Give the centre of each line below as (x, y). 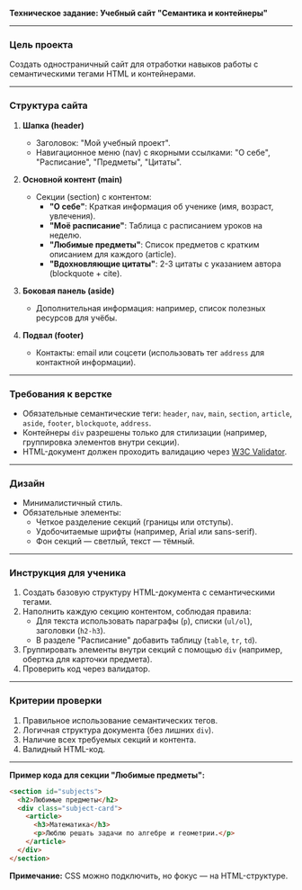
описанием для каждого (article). (113, 254)
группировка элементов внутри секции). (101, 442)
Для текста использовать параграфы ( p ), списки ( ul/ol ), (144, 621)
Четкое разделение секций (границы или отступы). (134, 522)
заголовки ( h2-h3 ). (71, 631)
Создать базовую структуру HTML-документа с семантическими (149, 592)
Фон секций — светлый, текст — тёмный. (115, 541)
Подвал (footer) (53, 335)
